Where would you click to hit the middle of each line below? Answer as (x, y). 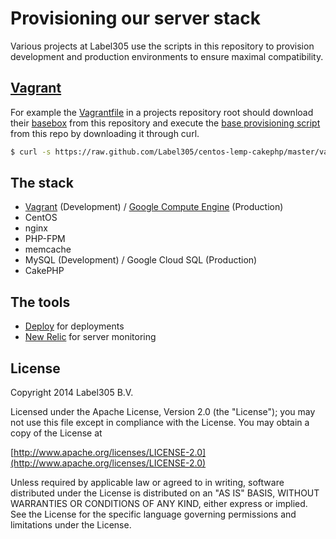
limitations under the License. (71, 525)
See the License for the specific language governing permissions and (153, 514)
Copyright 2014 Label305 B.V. (72, 393)
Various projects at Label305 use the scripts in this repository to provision (162, 46)
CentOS (41, 218)
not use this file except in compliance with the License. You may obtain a (160, 423)
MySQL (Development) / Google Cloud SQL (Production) (141, 260)
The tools (40, 302)
